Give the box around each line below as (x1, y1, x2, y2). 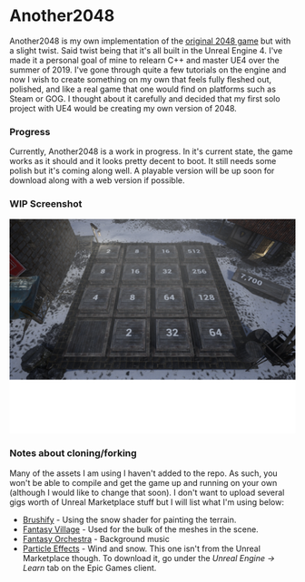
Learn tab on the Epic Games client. (22, 562, 157, 573)
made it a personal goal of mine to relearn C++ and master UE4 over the (9, 54, 280, 65)
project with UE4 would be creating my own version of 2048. (9, 102, 238, 113)
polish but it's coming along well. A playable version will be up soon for (9, 165, 275, 177)
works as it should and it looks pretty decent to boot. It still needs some (9, 156, 277, 167)
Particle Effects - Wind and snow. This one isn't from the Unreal (22, 543, 261, 554)
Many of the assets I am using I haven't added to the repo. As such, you (9, 468, 279, 479)
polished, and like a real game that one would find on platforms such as (9, 83, 277, 94)
